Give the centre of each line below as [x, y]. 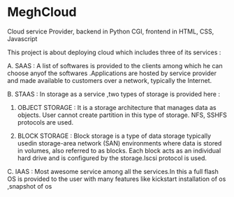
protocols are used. [45, 122]
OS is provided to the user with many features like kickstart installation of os [117, 179]
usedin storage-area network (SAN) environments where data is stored [119, 143]
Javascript [22, 38]
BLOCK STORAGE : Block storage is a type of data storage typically [114, 136]
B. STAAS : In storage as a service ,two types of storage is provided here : [114, 94]
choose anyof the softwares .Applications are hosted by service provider [112, 73]
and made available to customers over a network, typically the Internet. [110, 80]
